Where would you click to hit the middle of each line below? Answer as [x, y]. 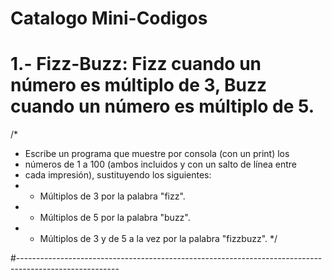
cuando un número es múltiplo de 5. [162, 106]
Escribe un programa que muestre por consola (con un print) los [157, 154]
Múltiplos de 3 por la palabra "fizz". [112, 196]
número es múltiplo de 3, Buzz [139, 85]
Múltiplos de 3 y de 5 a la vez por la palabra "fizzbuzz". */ [158, 239]
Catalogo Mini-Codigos [109, 18]
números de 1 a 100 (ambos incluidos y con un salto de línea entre [161, 164]
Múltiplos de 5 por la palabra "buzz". [115, 218]
